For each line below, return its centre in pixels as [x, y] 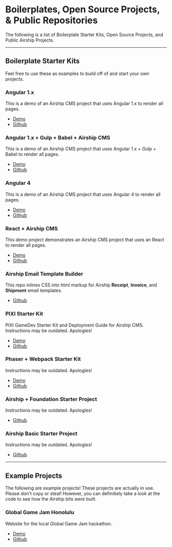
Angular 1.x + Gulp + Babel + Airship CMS [58, 137]
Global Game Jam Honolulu [40, 513]
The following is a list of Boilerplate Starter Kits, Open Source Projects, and [84, 34]
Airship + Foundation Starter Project [51, 399]
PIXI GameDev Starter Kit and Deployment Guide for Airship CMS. [74, 325]
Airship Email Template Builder [44, 273]
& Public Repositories [52, 20]
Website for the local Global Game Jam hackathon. [59, 523]
